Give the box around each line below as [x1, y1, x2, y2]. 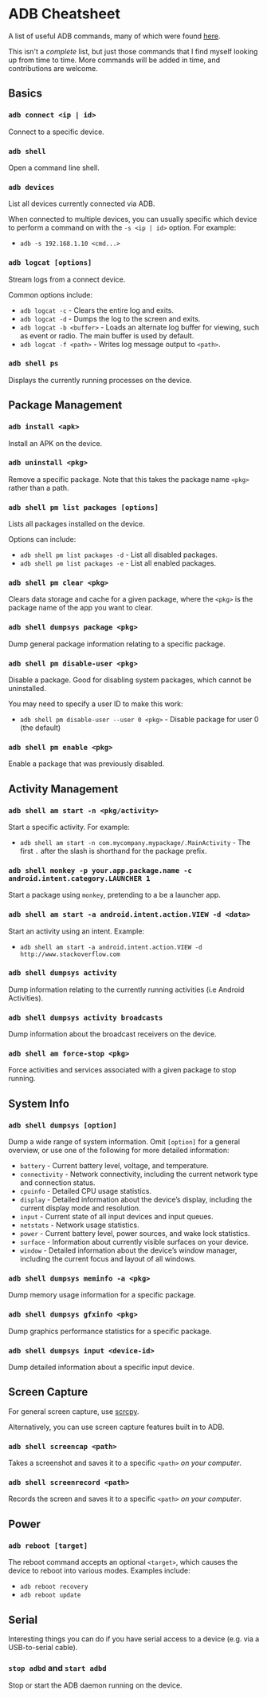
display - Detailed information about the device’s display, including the [19, 1195, 253, 1205]
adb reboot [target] [8, 1541, 88, 1550]
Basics [8, 87, 42, 101]
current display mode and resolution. [19, 1203, 141, 1213]
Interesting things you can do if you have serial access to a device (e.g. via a [8, 1633, 260, 1644]
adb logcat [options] [8, 259, 92, 267]
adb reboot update [19, 1591, 81, 1600]
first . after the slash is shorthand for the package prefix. [19, 846, 207, 855]
